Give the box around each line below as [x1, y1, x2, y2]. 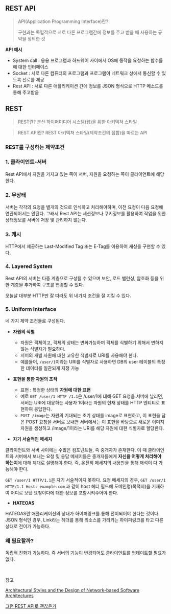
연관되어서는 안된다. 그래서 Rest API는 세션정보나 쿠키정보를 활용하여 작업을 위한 [5, 211, 166, 217]
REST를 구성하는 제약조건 [5, 143, 65, 150]
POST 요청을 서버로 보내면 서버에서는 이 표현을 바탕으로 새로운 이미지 [26, 419, 165, 425]
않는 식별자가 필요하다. [20, 346, 66, 352]
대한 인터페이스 [18, 63, 48, 70]
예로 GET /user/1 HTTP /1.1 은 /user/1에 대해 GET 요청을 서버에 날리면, [20, 393, 164, 399]
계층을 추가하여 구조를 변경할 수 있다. [10, 281, 84, 288]
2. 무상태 [5, 191, 27, 198]
